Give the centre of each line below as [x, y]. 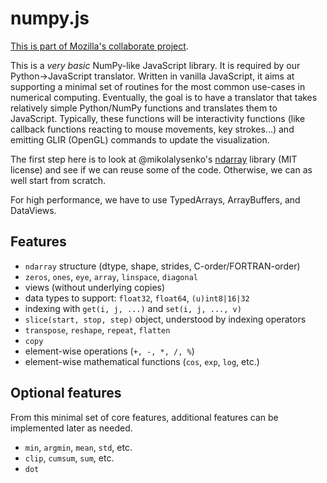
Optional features [66, 393]
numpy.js [50, 18]
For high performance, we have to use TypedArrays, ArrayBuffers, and [155, 199]
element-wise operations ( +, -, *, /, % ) [109, 351]
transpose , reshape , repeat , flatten [97, 329]
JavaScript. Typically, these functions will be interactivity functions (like [158, 118]
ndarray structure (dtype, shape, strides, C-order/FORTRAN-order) [162, 266]
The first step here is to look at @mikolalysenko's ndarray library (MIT [154, 159]
